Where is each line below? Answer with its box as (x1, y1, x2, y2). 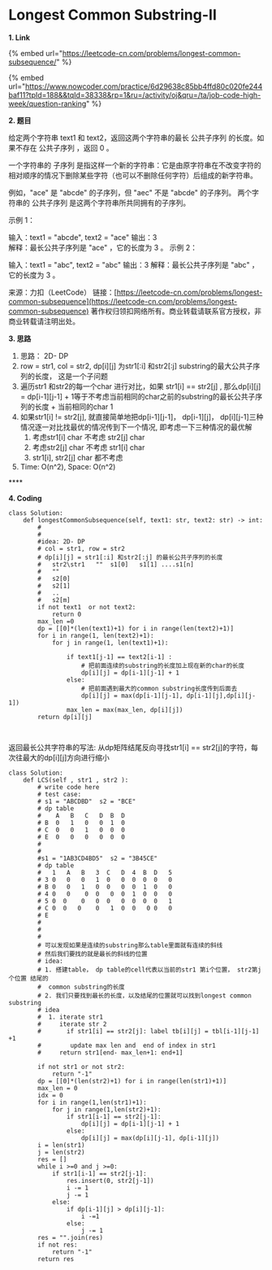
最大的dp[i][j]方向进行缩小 (22, 753, 110, 762)
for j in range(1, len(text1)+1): (51, 639, 169, 647)
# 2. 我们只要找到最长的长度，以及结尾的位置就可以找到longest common (37, 991, 252, 1000)
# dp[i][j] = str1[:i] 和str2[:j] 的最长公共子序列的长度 (37, 553, 223, 561)
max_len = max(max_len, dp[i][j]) (66, 705, 183, 714)
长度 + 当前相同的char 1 (34, 401, 114, 412)
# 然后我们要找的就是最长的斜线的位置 (37, 949, 148, 958)
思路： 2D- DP (19, 351, 69, 360)
